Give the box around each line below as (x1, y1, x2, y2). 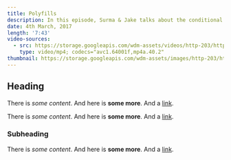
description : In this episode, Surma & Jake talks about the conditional (7, 17, 223, 23)
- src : (13, 42, 32, 49)
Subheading (7, 129, 49, 139)
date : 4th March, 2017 (7, 23, 72, 30)
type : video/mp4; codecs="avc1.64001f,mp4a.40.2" (19, 49, 165, 56)
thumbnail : (7, 55, 38, 62)
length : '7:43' (7, 29, 51, 37)
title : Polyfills (7, 10, 57, 17)
